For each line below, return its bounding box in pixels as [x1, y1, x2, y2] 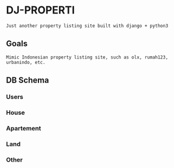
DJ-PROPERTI [6, 4, 75, 17]
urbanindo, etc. [6, 59, 46, 65]
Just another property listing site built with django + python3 [6, 23, 168, 29]
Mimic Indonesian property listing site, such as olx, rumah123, [6, 54, 168, 60]
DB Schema [6, 76, 50, 85]
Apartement [6, 124, 41, 132]
